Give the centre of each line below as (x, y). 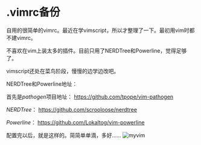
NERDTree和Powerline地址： (42, 84)
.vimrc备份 (33, 12)
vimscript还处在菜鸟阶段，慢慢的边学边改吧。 (63, 71)
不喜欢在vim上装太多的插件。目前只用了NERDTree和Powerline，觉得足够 (97, 50)
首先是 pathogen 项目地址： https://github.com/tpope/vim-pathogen (90, 97)
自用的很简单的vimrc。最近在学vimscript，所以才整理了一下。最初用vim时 (98, 30)
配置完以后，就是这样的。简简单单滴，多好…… (64, 135)
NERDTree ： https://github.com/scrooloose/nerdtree (72, 109)
